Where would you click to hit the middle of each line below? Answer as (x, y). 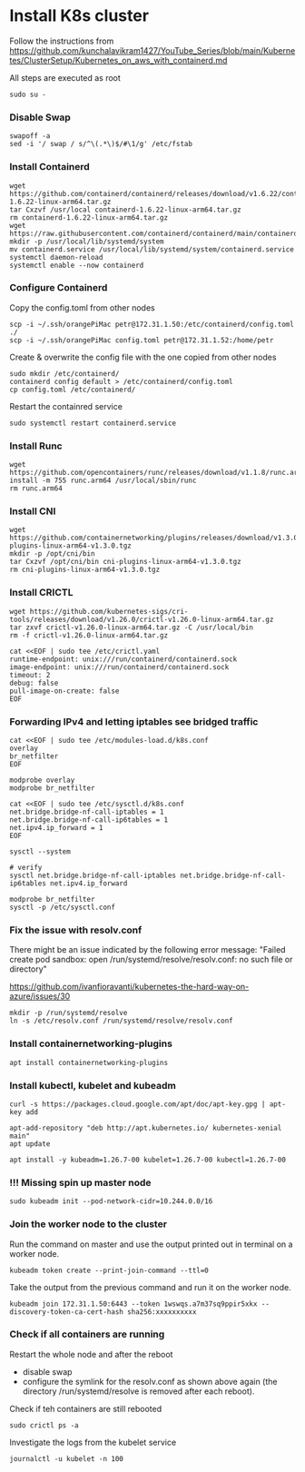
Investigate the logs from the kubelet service (93, 1442)
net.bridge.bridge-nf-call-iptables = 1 (87, 812)
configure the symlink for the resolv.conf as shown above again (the (150, 1381)
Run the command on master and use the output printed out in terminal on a (151, 1244)
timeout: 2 (30, 675)
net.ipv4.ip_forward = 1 (56, 828)
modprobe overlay (42, 780)
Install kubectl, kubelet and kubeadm (93, 1085)
